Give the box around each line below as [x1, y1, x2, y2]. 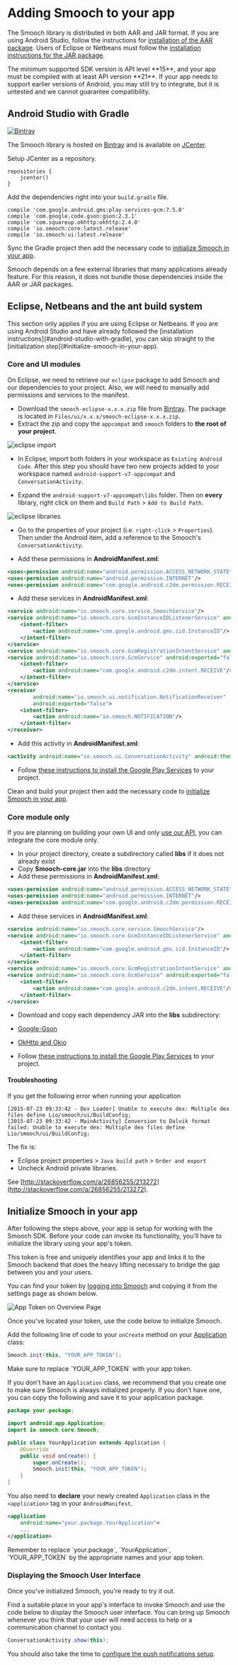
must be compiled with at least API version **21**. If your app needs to [7, 72, 218, 81]
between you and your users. [7, 1268, 93, 1277]
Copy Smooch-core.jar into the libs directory [17, 864, 151, 873]
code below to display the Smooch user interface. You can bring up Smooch [7, 1608, 230, 1616]
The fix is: [7, 1142, 37, 1151]
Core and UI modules [7, 359, 81, 369]
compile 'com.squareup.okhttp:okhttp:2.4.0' [7, 218, 141, 226]
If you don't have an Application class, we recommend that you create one [7, 1378, 227, 1387]
